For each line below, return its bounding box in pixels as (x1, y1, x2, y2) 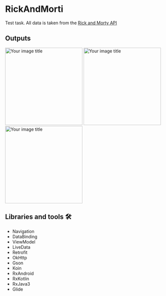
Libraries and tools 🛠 (5, 213, 72, 221)
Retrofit (12, 249, 28, 255)
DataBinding (12, 234, 38, 240)
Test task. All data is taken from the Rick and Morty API (5, 20, 117, 26)
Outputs (5, 34, 31, 43)
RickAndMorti (5, 3, 63, 15)
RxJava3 (12, 281, 31, 287)
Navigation (12, 228, 35, 234)
